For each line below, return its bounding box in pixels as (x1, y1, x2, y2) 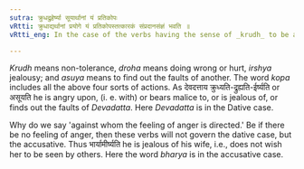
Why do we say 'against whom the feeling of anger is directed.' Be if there (9, 119, 285, 131)
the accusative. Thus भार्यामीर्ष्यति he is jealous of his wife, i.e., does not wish (9, 139, 282, 150)
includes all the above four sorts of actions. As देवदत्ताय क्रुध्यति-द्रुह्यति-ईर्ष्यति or (9, 82, 280, 93)
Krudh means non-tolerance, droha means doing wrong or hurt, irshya (9, 62, 272, 73)
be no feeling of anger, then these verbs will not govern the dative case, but (9, 129, 292, 140)
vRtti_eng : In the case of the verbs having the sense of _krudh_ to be (9, 30, 290, 39)
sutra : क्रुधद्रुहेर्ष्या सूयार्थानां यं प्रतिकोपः (9, 13, 118, 23)
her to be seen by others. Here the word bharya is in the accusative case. (9, 149, 283, 160)
